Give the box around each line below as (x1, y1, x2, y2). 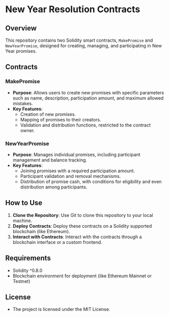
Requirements (5, 254, 51, 263)
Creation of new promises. (20, 111, 76, 117)
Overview (5, 24, 37, 33)
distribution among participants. (20, 184, 88, 190)
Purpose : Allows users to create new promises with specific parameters (12, 89, 164, 96)
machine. (12, 217, 33, 224)
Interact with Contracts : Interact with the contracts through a (12, 234, 142, 240)
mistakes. (12, 100, 33, 106)
